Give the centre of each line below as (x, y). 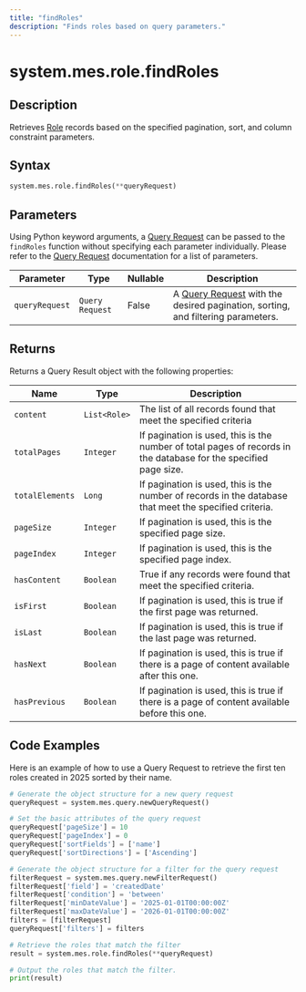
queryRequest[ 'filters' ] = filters (77, 928)
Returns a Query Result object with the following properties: (122, 371)
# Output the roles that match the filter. (93, 970)
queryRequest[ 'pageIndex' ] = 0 (69, 836)
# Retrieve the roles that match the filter (95, 945)
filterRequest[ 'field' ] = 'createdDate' (87, 886)
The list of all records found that (208, 408)
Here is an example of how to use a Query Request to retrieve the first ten (148, 768)
